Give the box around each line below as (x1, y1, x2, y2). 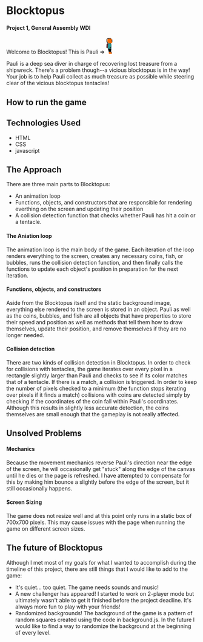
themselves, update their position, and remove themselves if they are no (6, 325, 187, 332)
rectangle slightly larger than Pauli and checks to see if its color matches (6, 372, 188, 379)
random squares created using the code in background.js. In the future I (15, 616, 195, 623)
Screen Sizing (6, 498, 42, 506)
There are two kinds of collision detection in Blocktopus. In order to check (6, 359, 191, 366)
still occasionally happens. (6, 484, 73, 492)
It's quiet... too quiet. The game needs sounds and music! (15, 584, 159, 591)
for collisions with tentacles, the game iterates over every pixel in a (6, 366, 173, 373)
